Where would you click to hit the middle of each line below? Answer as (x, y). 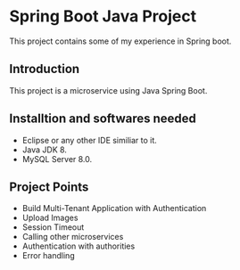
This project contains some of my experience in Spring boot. (120, 41)
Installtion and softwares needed (103, 119)
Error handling (48, 256)
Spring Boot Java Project (103, 16)
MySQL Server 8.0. (57, 159)
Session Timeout (53, 227)
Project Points (49, 187)
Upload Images (50, 218)
